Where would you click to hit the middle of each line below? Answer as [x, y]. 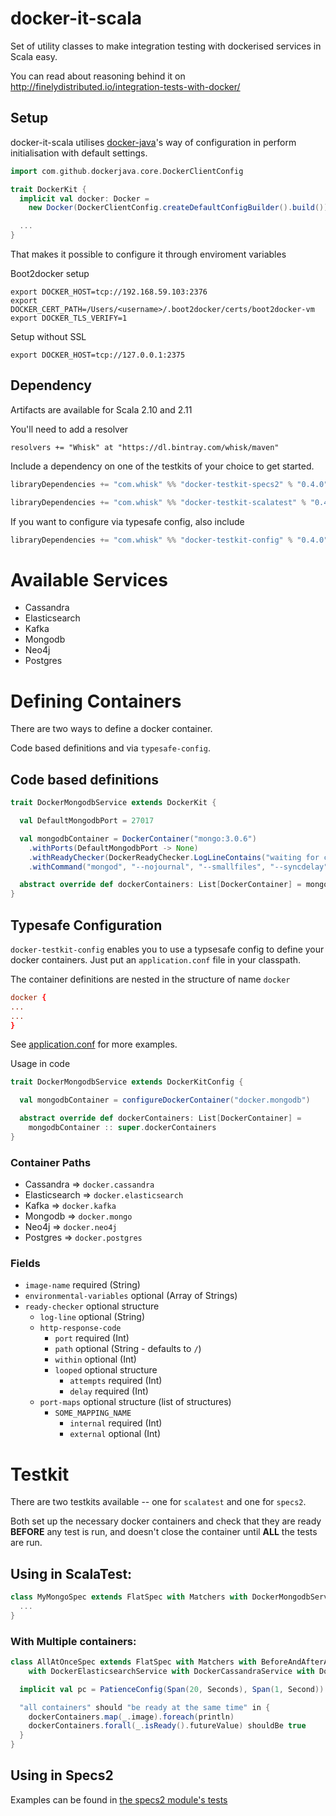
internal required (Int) [116, 1423]
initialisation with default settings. [79, 153]
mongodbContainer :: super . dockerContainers [122, 1128]
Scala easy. [34, 56]
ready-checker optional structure [92, 1306]
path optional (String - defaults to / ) [128, 1349]
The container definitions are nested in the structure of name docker [150, 979]
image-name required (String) [82, 1285]
